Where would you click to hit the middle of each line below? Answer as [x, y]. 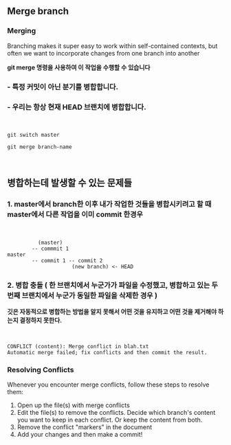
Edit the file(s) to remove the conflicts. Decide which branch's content [116, 413]
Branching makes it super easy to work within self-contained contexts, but [112, 46]
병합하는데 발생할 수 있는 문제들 [70, 183]
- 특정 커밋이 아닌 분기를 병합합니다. [63, 87]
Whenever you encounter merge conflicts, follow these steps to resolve [108, 385]
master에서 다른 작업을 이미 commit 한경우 [75, 214]
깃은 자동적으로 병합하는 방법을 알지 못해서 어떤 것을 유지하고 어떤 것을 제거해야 [112, 311]
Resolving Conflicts [41, 369]
